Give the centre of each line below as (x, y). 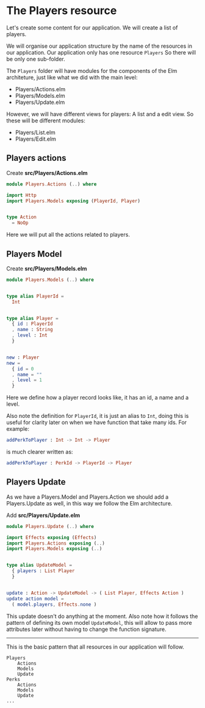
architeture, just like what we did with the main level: (72, 77)
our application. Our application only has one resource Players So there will (101, 52)
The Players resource (62, 11)
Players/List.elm (35, 132)
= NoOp (20, 223)
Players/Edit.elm (36, 139)
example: (18, 429)
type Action (21, 217)
